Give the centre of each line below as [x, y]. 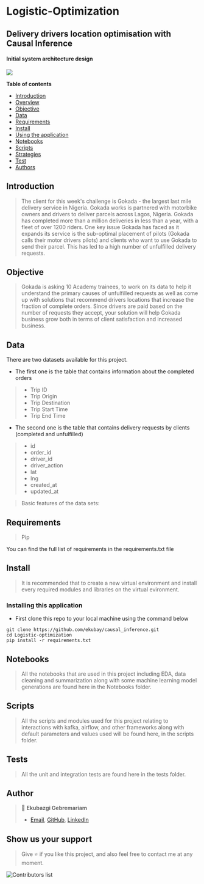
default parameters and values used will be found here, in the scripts [107, 734]
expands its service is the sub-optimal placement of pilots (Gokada [105, 233]
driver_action [47, 466]
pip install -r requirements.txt [49, 641]
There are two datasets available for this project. [67, 360]
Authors [25, 167]
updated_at [44, 491]
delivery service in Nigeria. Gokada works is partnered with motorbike [109, 207]
